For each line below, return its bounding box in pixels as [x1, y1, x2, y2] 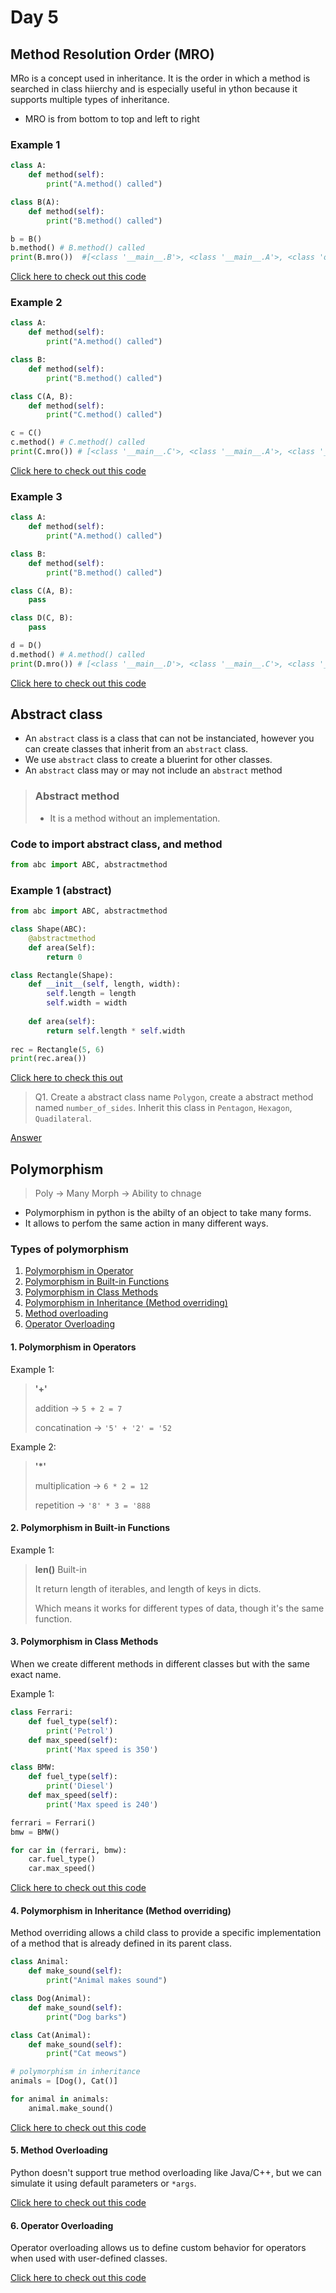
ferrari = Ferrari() [10, 1817, 97, 1828]
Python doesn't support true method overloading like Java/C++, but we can [10, 2166, 322, 2178]
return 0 [46, 952, 83, 962]
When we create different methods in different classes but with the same [10, 1658, 310, 1670]
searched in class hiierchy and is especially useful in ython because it [10, 83, 298, 95]
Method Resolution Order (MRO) [10, 46, 215, 63]
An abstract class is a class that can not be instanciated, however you [24, 732, 315, 745]
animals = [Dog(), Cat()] [10, 2076, 118, 2086]
